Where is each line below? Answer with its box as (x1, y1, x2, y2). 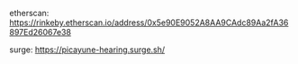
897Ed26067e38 (9, 27, 72, 37)
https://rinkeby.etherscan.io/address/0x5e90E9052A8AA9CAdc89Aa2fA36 (9, 17, 289, 28)
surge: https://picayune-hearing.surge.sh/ (9, 44, 166, 55)
